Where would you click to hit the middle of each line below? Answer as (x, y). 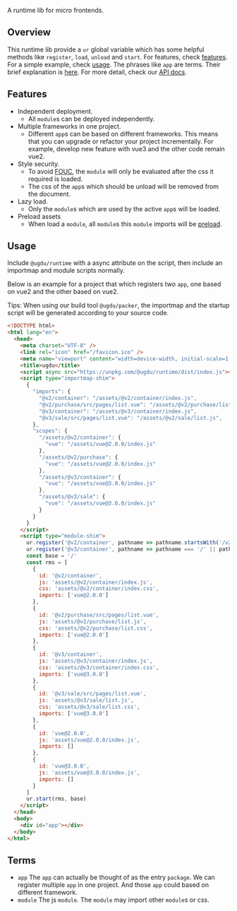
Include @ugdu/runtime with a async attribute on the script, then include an (115, 263)
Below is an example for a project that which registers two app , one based (114, 284)
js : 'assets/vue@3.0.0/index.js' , (89, 772)
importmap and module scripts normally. (66, 271)
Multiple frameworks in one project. (69, 126)
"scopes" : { (50, 431)
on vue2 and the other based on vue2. (63, 292)
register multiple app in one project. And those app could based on (113, 885)
